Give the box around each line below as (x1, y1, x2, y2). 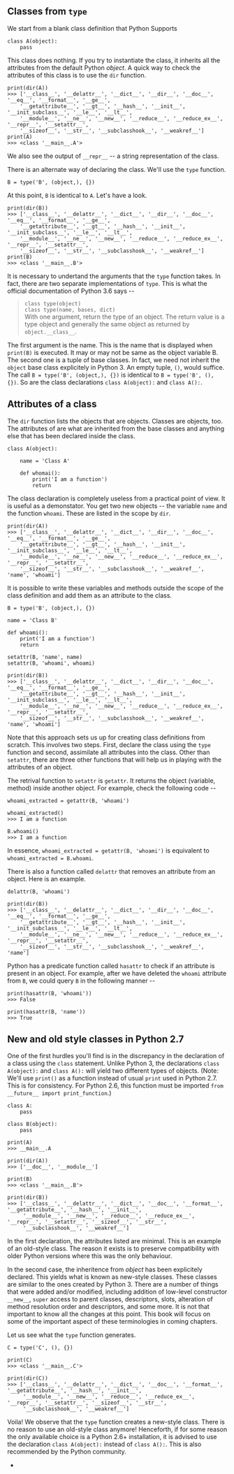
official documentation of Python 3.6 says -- (7, 287, 135, 295)
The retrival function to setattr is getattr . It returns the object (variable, (7, 776, 216, 785)
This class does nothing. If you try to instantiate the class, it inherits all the (7, 56, 221, 64)
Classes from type (7, 6, 87, 17)
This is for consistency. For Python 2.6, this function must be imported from (7, 1081, 224, 1090)
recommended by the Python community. (7, 1447, 127, 1456)
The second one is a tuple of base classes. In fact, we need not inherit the (7, 356, 220, 364)
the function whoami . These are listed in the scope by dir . (7, 509, 171, 517)
